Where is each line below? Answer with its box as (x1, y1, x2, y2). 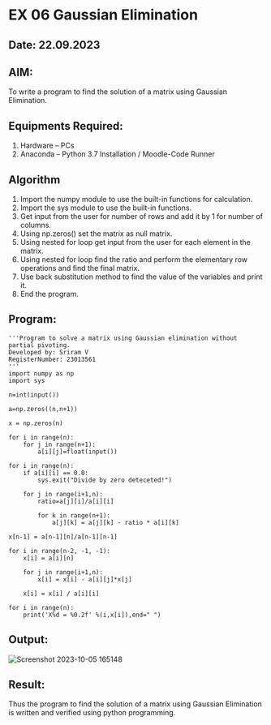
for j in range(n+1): (23, 440, 96, 448)
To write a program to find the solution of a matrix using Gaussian (8, 87, 228, 97)
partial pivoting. (8, 341, 71, 350)
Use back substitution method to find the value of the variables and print (19, 272, 263, 281)
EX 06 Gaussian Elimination (8, 6, 199, 24)
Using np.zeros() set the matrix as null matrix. (19, 229, 173, 238)
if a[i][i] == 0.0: (23, 469, 89, 477)
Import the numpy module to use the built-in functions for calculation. (19, 195, 253, 204)
